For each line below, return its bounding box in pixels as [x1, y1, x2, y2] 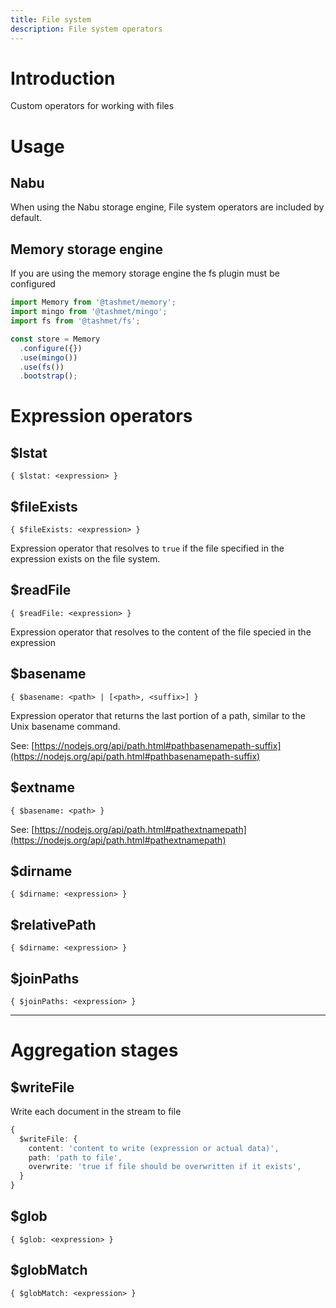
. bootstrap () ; [19, 371, 78, 381]
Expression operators [10, 405, 193, 428]
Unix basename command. [10, 720, 121, 732]
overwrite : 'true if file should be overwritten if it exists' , [28, 1162, 302, 1172]
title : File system [10, 14, 92, 25]
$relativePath [10, 916, 97, 933]
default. [10, 212, 43, 224]
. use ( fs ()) [19, 362, 65, 372]
